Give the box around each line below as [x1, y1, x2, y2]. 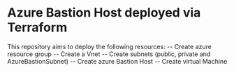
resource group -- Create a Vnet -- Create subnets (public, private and [7, 50, 211, 58]
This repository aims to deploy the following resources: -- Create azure [7, 42, 212, 51]
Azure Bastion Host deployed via [7, 5, 201, 21]
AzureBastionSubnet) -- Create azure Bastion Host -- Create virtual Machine [7, 57, 228, 65]
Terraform [7, 19, 68, 35]
